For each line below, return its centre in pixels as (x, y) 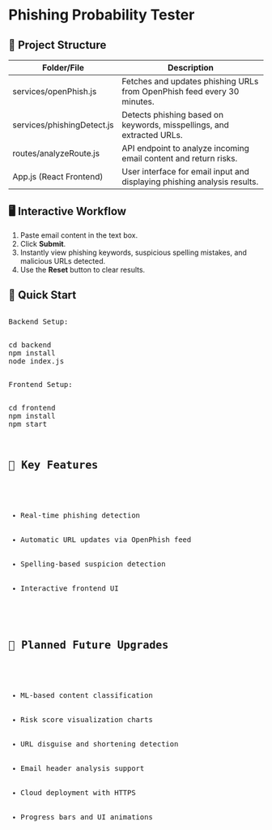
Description (191, 68)
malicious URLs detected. (63, 260)
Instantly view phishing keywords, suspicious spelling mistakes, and (133, 252)
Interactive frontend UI (69, 589)
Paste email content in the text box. (79, 235)
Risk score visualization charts (87, 720)
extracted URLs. (152, 135)
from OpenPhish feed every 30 (181, 91)
